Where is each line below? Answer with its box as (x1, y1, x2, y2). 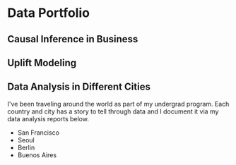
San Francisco (17, 128, 60, 137)
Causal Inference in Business (7, 33, 138, 45)
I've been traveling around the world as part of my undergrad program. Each (7, 99, 230, 108)
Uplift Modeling (7, 56, 77, 68)
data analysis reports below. (7, 114, 90, 123)
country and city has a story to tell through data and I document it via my (7, 107, 219, 116)
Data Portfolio (7, 5, 90, 21)
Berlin (17, 143, 35, 152)
